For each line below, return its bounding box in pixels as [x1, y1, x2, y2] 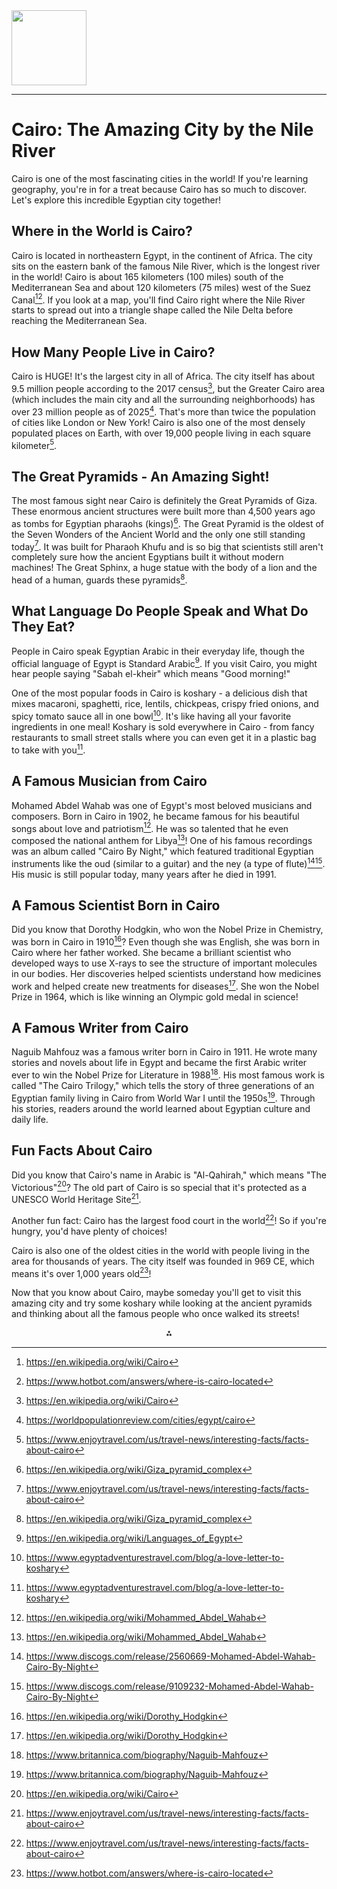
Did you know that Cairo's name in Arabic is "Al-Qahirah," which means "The [11, 1169, 327, 1181]
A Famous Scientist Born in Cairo [11, 897, 221, 914]
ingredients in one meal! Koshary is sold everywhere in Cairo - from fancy [11, 721, 315, 733]
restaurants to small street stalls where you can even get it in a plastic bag [11, 732, 317, 744]
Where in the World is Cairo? [11, 223, 193, 240]
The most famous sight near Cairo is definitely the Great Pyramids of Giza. [11, 495, 318, 506]
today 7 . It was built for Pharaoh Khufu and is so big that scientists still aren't [11, 539, 324, 553]
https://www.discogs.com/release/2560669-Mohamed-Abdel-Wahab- [25, 1650, 316, 1663]
